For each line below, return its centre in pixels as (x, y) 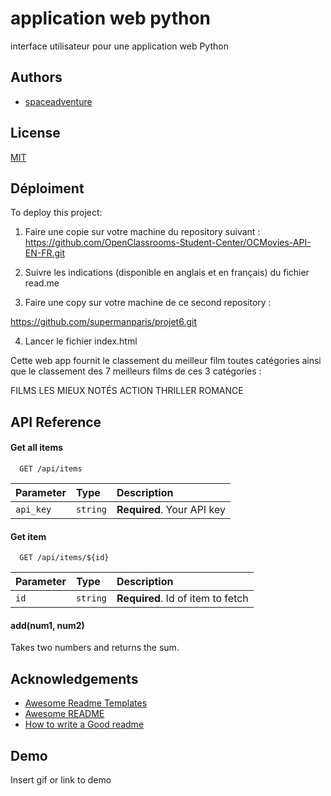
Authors (36, 77)
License (35, 133)
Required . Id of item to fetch (182, 599)
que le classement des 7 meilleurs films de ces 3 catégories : (136, 371)
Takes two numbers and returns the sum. (95, 648)
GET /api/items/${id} (64, 558)
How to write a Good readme (84, 724)
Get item (28, 536)
